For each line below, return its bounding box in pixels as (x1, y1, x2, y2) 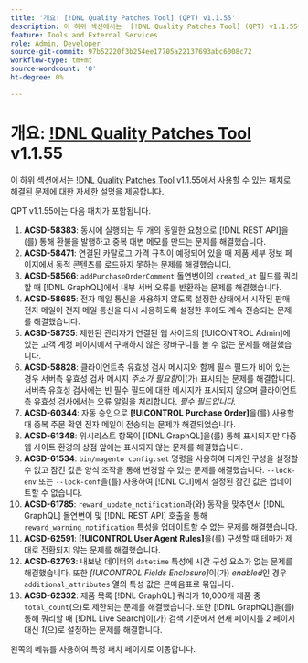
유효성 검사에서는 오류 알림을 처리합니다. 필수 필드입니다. (33, 395, 237, 406)
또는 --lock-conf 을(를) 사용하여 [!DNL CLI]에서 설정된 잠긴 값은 (38, 476, 268, 487)
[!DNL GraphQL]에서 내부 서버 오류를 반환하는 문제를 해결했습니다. (43, 281, 282, 292)
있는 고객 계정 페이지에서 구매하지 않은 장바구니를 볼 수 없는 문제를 (23, 339, 260, 350)
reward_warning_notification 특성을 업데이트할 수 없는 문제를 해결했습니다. (23, 521, 298, 532)
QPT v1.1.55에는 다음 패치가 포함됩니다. (10, 205, 152, 216)
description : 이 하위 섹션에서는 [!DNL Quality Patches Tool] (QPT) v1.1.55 (10, 22, 298, 31)
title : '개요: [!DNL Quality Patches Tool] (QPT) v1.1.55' (10, 13, 237, 23)
